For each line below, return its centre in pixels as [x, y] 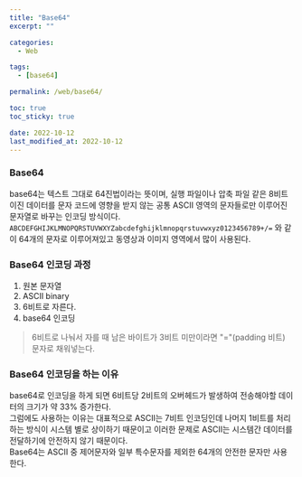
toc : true [28, 108]
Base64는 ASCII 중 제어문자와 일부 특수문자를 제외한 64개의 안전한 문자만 [140, 452]
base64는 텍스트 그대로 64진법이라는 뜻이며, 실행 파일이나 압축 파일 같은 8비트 [149, 193]
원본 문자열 [42, 285]
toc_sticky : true [42, 117]
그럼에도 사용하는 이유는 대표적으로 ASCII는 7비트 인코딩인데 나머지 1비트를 [142, 418]
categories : [32, 42]
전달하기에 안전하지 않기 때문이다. [69, 441]
